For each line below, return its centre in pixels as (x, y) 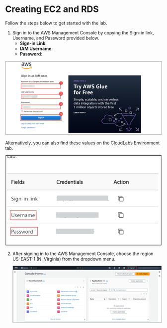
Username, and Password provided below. (56, 38)
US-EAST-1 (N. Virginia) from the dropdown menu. (64, 259)
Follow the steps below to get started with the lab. (56, 23)
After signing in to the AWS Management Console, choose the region (83, 254)
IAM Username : (36, 48)
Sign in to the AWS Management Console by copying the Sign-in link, (83, 32)
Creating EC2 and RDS (52, 9)
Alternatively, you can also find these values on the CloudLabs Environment (83, 143)
